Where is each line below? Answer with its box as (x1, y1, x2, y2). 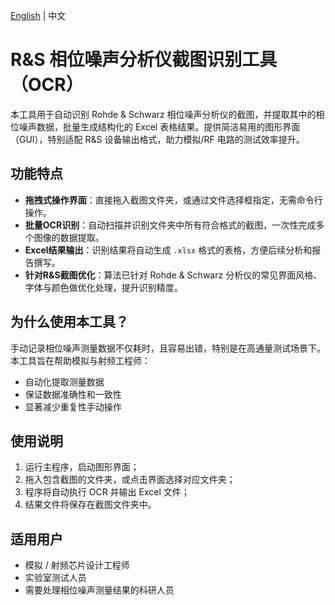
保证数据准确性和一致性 (24, 388, 122, 400)
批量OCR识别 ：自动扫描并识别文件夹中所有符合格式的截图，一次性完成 (24, 219, 317, 231)
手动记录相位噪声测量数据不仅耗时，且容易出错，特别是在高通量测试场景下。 (10, 342, 326, 354)
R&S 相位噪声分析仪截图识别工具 (10, 49, 278, 71)
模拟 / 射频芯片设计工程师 (24, 559, 130, 571)
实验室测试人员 (24, 572, 87, 584)
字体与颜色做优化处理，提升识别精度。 (24, 281, 183, 293)
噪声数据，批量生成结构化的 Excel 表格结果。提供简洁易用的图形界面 (18, 120, 301, 133)
